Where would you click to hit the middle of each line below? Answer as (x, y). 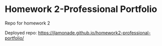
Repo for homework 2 (27, 23)
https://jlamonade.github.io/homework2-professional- (94, 32)
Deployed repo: (21, 32)
